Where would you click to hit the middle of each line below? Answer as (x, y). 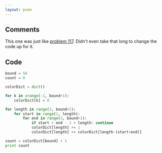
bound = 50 (16, 74)
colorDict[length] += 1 (56, 128)
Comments (22, 30)
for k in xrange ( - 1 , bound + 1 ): (37, 96)
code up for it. (19, 47)
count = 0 (15, 78)
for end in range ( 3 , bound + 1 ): (55, 119)
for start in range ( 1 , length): (47, 114)
